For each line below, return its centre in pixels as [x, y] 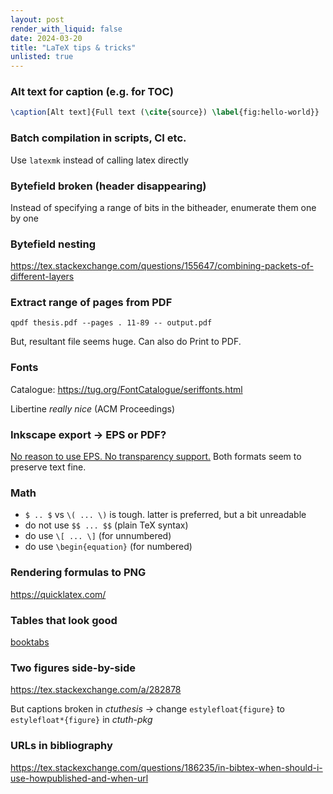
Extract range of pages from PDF [91, 303]
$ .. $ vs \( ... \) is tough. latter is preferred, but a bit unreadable [165, 515]
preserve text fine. [48, 467]
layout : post [37, 19]
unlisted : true [42, 57]
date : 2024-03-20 [46, 38]
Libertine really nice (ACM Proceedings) [93, 408]
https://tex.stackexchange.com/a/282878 [96, 690]
